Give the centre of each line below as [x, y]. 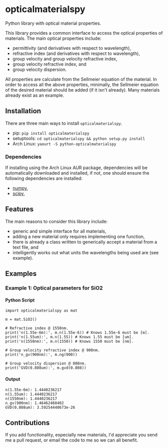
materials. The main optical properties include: [53, 38]
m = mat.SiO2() [21, 320]
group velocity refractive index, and [49, 64]
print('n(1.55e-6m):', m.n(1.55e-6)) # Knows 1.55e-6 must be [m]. [77, 333]
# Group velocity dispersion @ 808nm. [46, 363]
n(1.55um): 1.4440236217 [31, 394]
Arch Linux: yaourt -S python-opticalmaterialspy [64, 143]
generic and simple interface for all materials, [59, 231]
